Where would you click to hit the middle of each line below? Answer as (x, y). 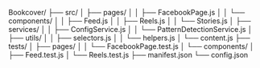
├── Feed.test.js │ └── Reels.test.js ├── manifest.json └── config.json (128, 55)
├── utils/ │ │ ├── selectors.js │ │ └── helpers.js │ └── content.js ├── (130, 38)
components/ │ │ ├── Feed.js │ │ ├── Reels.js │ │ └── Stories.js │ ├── (130, 21)
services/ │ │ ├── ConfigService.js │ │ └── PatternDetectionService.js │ (130, 29)
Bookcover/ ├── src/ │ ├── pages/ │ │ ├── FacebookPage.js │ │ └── (127, 12)
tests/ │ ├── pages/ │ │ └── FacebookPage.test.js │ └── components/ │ (132, 46)
